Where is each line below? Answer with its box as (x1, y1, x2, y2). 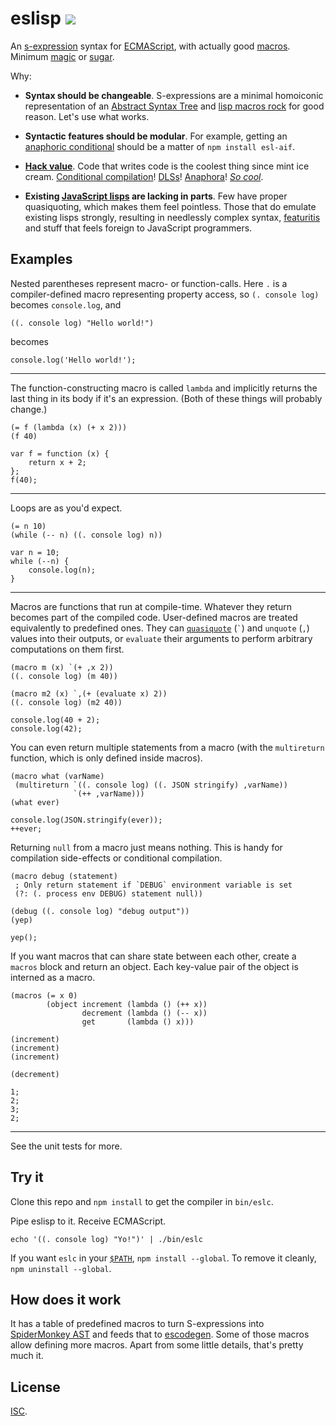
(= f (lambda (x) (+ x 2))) (10, 422, 128, 432)
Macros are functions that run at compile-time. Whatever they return (10, 600, 292, 612)
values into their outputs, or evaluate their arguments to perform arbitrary (10, 632, 313, 644)
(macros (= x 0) (10, 990, 78, 1001)
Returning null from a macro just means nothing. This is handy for (10, 841, 283, 853)
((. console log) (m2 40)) (10, 697, 123, 707)
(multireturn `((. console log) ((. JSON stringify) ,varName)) (14, 780, 288, 790)
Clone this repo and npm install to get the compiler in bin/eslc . (10, 1195, 274, 1207)
